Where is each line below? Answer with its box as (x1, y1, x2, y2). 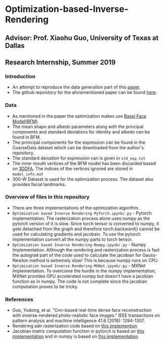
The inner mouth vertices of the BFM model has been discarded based (12, 160, 156, 166)
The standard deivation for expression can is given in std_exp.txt (12, 155, 146, 161)
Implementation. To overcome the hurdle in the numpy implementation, (12, 268, 156, 274)
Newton (12, 257, 29, 263)
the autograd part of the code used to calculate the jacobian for (12, 252, 141, 258)
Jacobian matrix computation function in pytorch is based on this (12, 328, 144, 334)
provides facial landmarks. (12, 181, 66, 187)
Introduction (5, 73, 35, 80)
